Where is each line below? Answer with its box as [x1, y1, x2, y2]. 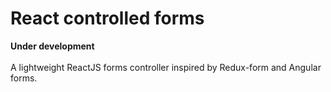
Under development [10, 40, 95, 52]
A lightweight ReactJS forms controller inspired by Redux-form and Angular [10, 61, 322, 73]
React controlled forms [10, 7, 205, 30]
